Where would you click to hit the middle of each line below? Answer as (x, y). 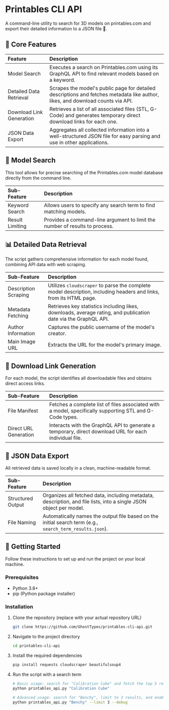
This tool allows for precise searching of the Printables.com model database (84, 172)
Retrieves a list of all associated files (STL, (99, 109)
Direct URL (21, 429)
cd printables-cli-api (36, 646)
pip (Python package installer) (44, 594)
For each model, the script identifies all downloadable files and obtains (78, 378)
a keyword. (62, 80)
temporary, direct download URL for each (98, 432)
